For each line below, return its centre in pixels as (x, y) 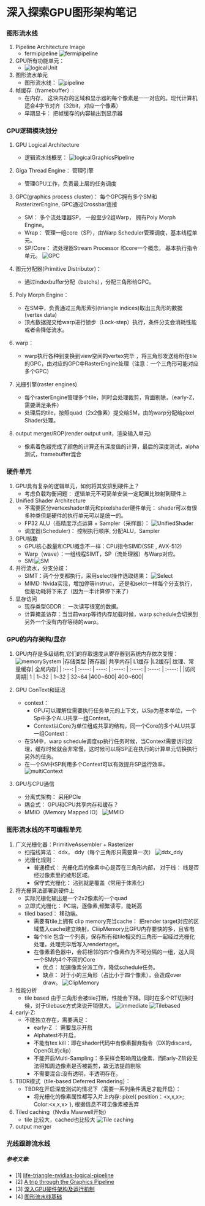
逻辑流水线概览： (46, 157)
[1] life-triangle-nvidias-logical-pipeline (65, 1175)
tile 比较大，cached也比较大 (60, 1119)
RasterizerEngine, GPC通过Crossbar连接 (66, 204)
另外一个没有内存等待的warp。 (63, 622)
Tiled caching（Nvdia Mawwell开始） (62, 1111)
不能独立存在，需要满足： (57, 1019)
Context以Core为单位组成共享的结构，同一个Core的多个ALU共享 (114, 726)
